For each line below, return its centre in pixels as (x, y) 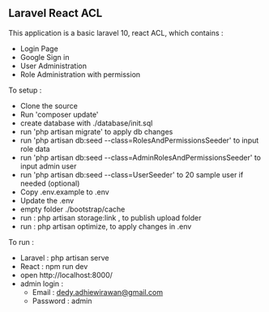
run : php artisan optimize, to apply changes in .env (106, 226)
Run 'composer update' (59, 114)
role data (35, 148)
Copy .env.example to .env (64, 192)
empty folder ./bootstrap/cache (73, 209)
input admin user (48, 166)
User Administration (53, 66)
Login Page (39, 49)
